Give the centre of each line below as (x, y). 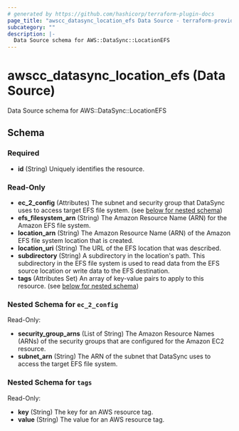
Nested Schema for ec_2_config (63, 304)
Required (23, 153)
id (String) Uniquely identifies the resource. (81, 169)
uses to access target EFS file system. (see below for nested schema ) (120, 210)
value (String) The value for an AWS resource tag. (91, 419)
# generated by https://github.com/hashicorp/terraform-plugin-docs (111, 14)
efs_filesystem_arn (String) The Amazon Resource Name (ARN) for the (122, 218)
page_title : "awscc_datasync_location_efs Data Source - (94, 21)
